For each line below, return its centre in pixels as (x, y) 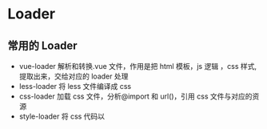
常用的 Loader (42, 45)
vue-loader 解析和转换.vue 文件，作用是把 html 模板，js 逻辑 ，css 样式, (138, 66)
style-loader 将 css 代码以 (62, 116)
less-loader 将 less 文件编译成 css (75, 86)
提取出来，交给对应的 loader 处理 (74, 76)
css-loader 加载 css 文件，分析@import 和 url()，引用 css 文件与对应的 (135, 96)
